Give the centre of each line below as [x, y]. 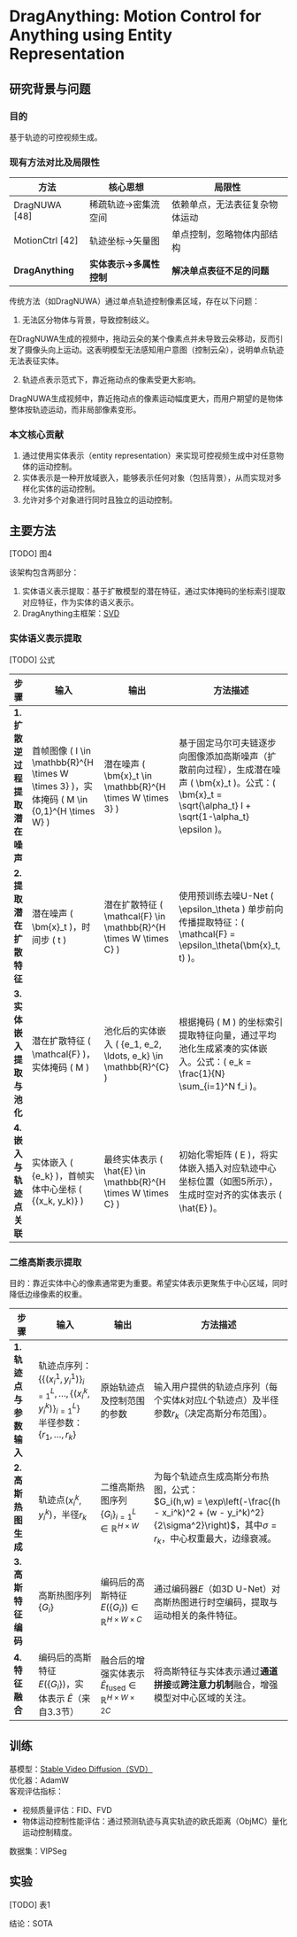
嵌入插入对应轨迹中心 [232, 1168]
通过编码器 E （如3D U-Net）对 [217, 1589]
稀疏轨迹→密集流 [125, 205]
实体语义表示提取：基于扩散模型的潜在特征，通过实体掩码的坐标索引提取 [153, 592]
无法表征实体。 [36, 361]
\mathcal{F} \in [135, 916]
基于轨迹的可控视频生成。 [56, 137]
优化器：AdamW [39, 1780]
